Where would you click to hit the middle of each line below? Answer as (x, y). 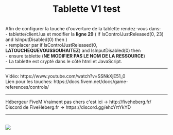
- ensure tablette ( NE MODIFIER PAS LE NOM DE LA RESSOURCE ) (75, 56)
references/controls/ (27, 87)
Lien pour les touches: (29, 81)
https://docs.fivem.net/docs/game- (91, 81)
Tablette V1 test (86, 9)
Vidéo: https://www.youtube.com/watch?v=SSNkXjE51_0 (65, 76)
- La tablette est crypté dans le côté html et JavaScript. (64, 61)
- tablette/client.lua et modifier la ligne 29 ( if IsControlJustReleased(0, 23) (84, 34)
